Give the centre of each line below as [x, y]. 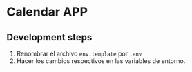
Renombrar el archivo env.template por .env [79, 53]
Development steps [49, 37]
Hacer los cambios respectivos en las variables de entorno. [101, 61]
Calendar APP [47, 12]
